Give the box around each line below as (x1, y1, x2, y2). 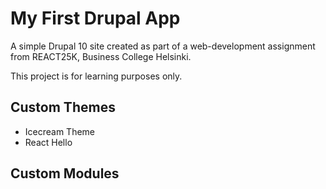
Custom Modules (10, 165, 120, 182)
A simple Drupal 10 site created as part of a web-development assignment (10, 40, 316, 52)
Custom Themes (10, 99, 116, 116)
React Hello (24, 136, 73, 148)
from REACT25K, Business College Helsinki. (10, 50, 192, 62)
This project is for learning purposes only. (10, 70, 183, 82)
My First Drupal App (10, 7, 181, 30)
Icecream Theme (24, 125, 96, 137)
